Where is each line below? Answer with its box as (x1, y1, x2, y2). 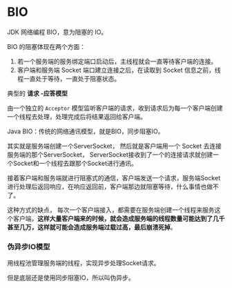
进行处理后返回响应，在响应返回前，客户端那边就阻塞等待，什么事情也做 (7, 182, 213, 191)
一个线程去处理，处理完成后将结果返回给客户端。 (7, 112, 146, 121)
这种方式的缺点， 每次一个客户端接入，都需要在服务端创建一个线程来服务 (7, 205, 215, 214)
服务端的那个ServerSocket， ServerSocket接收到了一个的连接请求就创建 (7, 150, 213, 159)
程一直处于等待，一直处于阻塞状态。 (17, 74, 121, 83)
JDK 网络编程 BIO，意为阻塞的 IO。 (7, 28, 108, 36)
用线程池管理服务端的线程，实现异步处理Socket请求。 (7, 259, 160, 267)
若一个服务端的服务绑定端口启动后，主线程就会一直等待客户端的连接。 (17, 57, 217, 66)
